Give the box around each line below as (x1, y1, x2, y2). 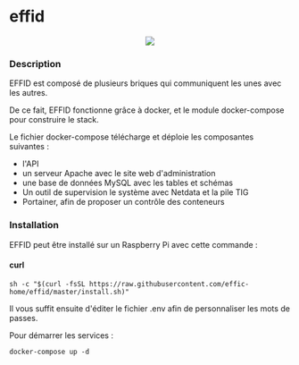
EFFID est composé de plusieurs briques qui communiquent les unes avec (9, 78, 282, 89)
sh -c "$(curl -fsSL (9, 279, 87, 288)
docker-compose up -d (9, 347, 90, 356)
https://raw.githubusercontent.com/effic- (88, 279, 250, 288)
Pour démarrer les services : (9, 329, 114, 341)
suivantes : (9, 141, 49, 152)
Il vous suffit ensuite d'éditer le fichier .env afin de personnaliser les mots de (9, 302, 290, 314)
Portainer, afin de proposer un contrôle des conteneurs (21, 197, 225, 208)
